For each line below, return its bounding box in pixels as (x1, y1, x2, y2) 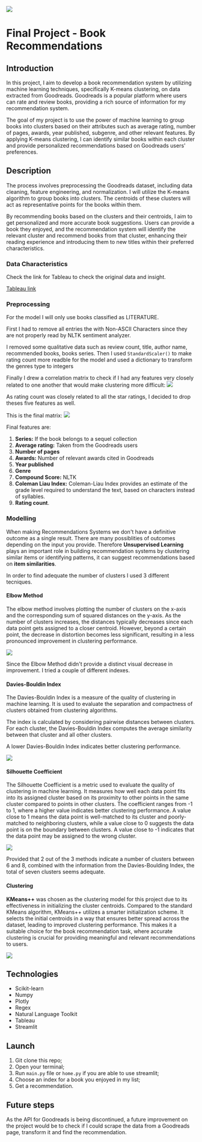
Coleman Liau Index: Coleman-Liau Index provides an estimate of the (14, 480, 188, 487)
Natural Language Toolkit (14, 1011, 78, 1018)
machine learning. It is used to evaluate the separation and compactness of (6, 700, 193, 708)
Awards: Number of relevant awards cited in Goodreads (14, 455, 155, 462)
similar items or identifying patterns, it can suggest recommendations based (6, 554, 195, 561)
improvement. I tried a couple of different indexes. (6, 666, 130, 674)
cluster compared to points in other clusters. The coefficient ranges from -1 (6, 800, 193, 808)
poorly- (168, 813, 187, 820)
